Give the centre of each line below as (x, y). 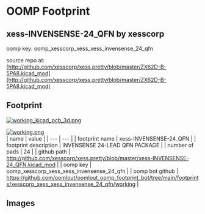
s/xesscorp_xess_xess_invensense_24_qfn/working (71, 184)
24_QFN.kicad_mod (31, 164)
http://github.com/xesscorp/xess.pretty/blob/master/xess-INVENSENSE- (98, 158)
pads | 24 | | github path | (38, 152)
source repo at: (25, 60)
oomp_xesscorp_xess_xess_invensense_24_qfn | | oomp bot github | (92, 171)
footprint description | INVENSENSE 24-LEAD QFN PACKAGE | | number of (100, 145)
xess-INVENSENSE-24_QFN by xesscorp (85, 34)
